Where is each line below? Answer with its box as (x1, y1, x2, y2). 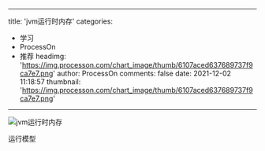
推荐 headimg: (19, 52, 67, 61)
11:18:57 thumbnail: (19, 77, 81, 87)
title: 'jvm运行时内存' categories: (8, 17, 113, 26)
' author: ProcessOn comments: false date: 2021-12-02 (52, 68, 231, 78)
